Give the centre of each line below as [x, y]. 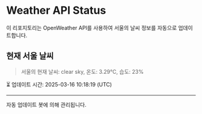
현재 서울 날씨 [30, 56]
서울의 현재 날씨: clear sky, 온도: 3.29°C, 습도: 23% [82, 71]
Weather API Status [56, 10]
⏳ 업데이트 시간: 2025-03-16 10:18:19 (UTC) [59, 84]
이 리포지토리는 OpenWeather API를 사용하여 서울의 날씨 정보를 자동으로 [92, 28]
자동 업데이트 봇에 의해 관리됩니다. [46, 104]
